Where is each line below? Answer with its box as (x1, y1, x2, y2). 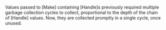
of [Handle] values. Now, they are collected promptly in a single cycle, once (5, 15, 161, 20)
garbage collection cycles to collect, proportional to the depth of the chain (5, 9, 158, 15)
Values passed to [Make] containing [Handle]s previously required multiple (5, 4, 159, 10)
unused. (5, 20, 22, 26)
